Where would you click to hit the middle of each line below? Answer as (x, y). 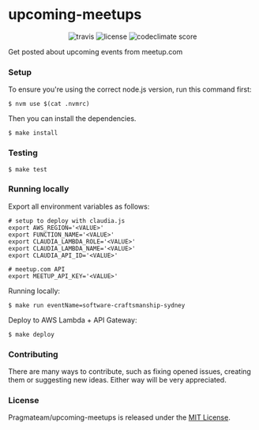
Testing (23, 153)
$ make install (33, 133)
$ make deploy (32, 334)
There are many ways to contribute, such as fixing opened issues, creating (129, 372)
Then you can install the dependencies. (72, 119)
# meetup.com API (37, 269)
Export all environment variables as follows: (79, 206)
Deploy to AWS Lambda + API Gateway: (73, 320)
